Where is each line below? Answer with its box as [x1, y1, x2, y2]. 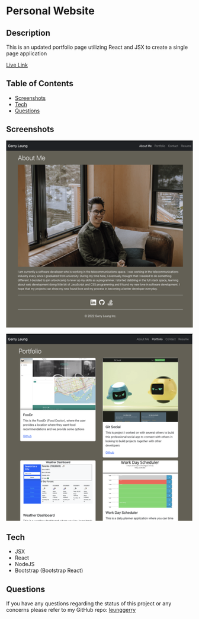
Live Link [6, 61, 28, 68]
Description [6, 28, 50, 38]
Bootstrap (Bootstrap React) [14, 567, 84, 574]
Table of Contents [6, 78, 74, 89]
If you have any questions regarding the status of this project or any [6, 600, 172, 607]
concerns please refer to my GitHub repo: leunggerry [6, 607, 136, 614]
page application [6, 50, 47, 57]
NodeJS [14, 561, 35, 568]
